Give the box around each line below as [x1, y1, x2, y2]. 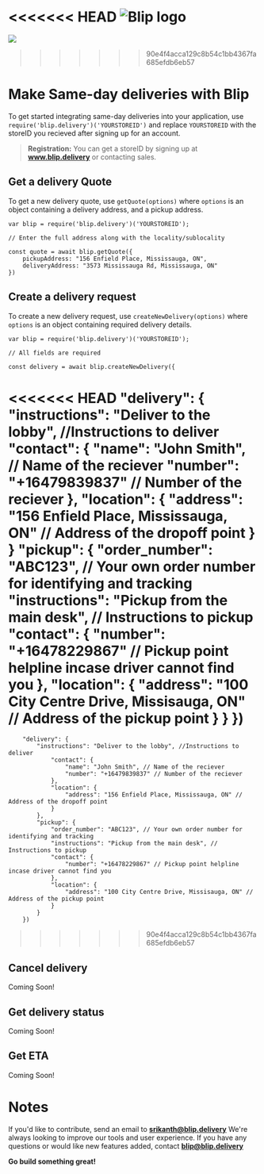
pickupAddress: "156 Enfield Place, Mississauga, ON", [22, 255, 208, 263]
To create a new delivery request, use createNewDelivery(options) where [8, 311, 248, 320]
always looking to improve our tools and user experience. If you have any [8, 1133, 247, 1142]
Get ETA [8, 1049, 49, 1063]
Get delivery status [8, 1005, 105, 1019]
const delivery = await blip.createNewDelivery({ [8, 363, 176, 370]
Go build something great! [8, 1157, 97, 1166]
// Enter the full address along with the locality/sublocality [8, 234, 225, 242]
